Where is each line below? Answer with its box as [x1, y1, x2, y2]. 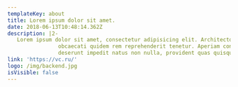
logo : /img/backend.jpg [7, 62, 78, 69]
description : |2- [7, 29, 59, 37]
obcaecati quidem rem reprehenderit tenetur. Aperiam [57, 43, 220, 50]
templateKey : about [7, 10, 65, 18]
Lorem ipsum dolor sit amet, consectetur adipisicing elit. [16, 36, 198, 43]
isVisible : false [7, 69, 59, 76]
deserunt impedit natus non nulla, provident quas [57, 50, 211, 57]
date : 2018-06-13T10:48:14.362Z [7, 23, 103, 30]
